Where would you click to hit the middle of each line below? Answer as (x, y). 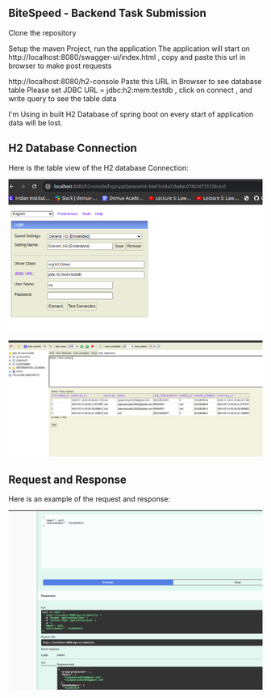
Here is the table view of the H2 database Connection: (98, 167)
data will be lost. (35, 123)
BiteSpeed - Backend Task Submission (108, 13)
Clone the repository (42, 32)
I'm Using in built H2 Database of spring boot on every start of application (131, 114)
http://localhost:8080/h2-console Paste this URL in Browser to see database (135, 81)
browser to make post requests (60, 66)
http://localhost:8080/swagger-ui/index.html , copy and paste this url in (127, 57)
